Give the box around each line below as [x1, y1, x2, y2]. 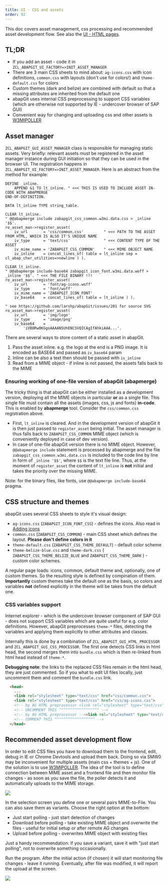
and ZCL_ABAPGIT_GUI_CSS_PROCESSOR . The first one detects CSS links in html [5, 643, 160, 649]
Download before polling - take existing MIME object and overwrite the [12, 820, 158, 826]
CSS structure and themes [5, 497, 89, 506]
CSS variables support [5, 601, 61, 608]
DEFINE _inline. [5, 181, 39, 187]
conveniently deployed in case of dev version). [12, 436, 109, 442]
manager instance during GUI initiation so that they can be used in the [5, 156, 149, 162]
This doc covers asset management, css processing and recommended [5, 26, 153, 32]
